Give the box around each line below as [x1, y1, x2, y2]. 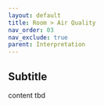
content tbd [8, 90, 45, 100]
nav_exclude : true [8, 33, 68, 42]
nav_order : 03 [8, 26, 55, 34]
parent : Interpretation [8, 41, 86, 49]
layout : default [8, 11, 61, 20]
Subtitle [8, 70, 48, 83]
